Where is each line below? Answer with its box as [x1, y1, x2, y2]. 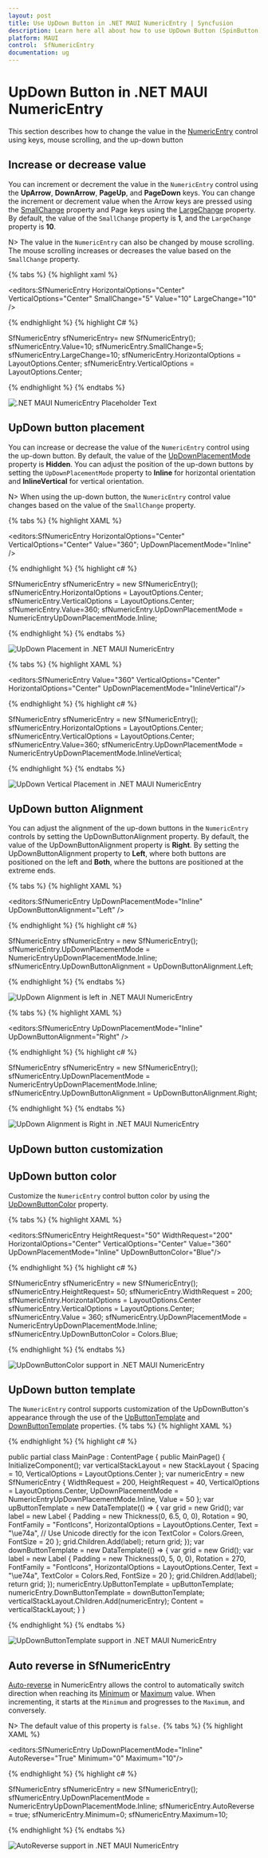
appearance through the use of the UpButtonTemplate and [8, 1412, 200, 1422]
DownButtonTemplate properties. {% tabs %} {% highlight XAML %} [8, 1421, 233, 1431]
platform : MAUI [8, 34, 59, 42]
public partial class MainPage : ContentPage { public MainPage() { [8, 1452, 226, 1462]
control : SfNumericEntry [8, 42, 94, 50]
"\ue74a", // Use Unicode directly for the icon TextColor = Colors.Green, [8, 1528, 245, 1538]
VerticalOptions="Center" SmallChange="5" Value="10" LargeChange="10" [8, 293, 257, 303]
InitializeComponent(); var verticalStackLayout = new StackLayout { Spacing [8, 1460, 259, 1470]
